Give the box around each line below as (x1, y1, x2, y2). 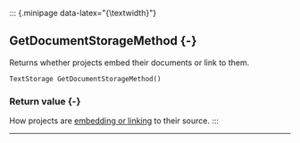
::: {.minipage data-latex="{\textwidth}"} (9, 8, 157, 18)
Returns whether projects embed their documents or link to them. (9, 57, 250, 68)
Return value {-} (9, 95, 81, 107)
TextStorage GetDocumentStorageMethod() (9, 74, 162, 83)
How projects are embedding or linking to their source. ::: (9, 115, 220, 126)
